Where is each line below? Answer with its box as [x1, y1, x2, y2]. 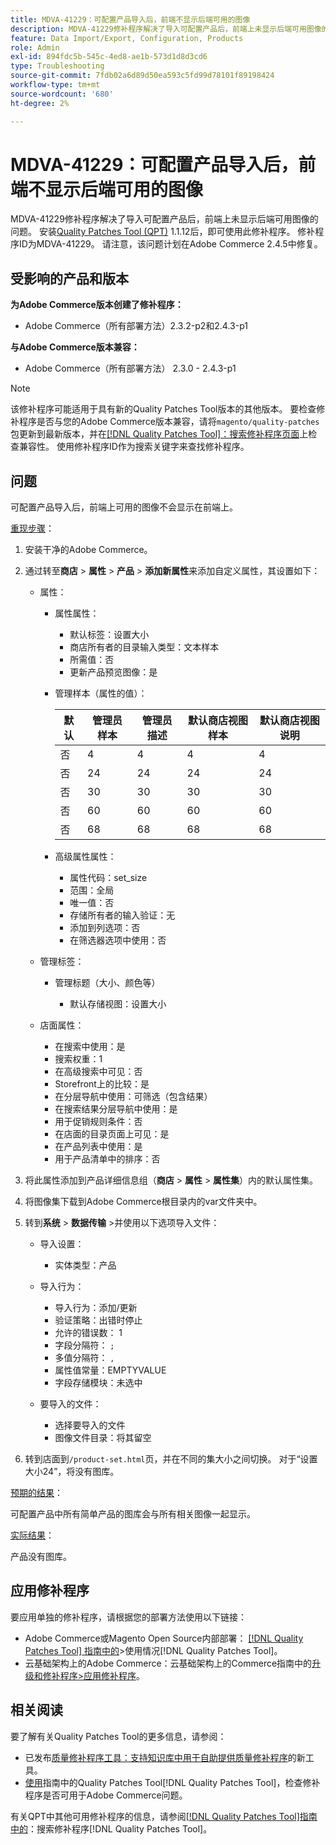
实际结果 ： [10, 1529, 55, 1541]
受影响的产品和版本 [10, 270, 129, 287]
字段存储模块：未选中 [54, 1377, 143, 1389]
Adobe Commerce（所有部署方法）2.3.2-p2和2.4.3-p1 [24, 320, 248, 332]
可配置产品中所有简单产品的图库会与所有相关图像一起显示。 [10, 1508, 256, 1520]
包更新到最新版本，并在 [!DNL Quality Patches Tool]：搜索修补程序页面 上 [10, 428, 309, 440]
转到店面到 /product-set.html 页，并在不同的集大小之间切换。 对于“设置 [24, 1453, 318, 1465]
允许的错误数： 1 [54, 1327, 123, 1339]
